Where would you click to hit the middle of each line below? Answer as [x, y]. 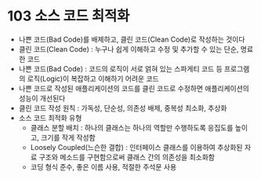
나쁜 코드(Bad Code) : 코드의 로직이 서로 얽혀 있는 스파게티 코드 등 [120, 68]
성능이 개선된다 [42, 98]
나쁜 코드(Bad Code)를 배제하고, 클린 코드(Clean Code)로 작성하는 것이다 [132, 39]
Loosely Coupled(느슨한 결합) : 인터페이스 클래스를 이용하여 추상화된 [136, 147]
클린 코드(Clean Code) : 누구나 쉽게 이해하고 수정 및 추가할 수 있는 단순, [129, 49]
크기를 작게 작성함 [68, 137]
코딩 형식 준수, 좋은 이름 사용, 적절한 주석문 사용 [103, 166]
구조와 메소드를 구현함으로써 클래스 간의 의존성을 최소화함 [127, 157]
